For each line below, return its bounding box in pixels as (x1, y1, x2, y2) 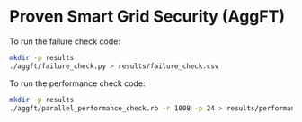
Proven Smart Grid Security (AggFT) (9, 6, 286, 27)
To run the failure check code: (9, 36, 121, 47)
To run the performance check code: (9, 78, 146, 89)
